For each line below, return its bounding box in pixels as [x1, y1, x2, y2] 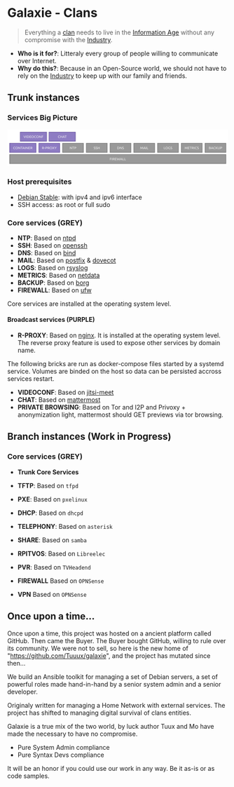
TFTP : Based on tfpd [17, 481, 79, 490]
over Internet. [17, 56, 57, 65]
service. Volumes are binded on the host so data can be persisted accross [7, 367, 222, 376]
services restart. [7, 375, 55, 383]
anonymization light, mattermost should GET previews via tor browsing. [17, 410, 224, 419]
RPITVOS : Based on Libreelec [17, 549, 106, 558]
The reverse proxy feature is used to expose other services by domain [17, 339, 221, 347]
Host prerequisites [7, 177, 72, 187]
